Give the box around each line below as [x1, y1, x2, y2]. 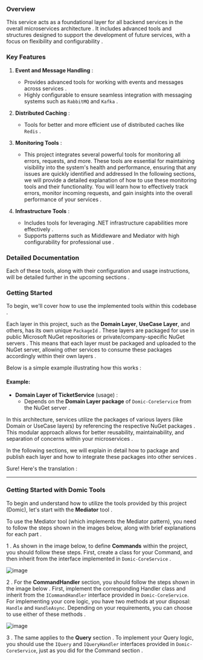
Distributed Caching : [14, 109, 71, 117]
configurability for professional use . [24, 238, 115, 246]
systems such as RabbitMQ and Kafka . [24, 97, 118, 104]
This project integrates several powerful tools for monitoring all [24, 150, 181, 158]
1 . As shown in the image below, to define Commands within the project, [6, 542, 188, 549]
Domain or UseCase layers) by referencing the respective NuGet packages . [6, 422, 195, 430]
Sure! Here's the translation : [6, 465, 77, 472]
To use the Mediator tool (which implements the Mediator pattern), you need [6, 517, 196, 525]
